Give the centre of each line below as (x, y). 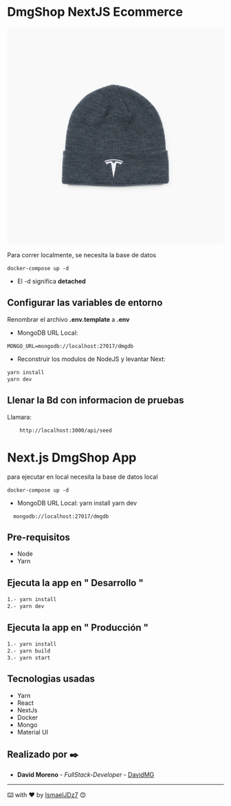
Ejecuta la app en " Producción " (78, 628)
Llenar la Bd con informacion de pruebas (96, 401)
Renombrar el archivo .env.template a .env (68, 319)
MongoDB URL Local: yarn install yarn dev (77, 503)
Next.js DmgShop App (72, 457)
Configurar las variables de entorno (85, 303)
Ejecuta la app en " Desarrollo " (76, 583)
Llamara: (20, 417)
